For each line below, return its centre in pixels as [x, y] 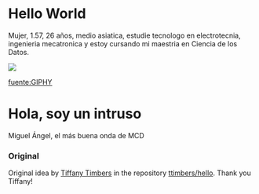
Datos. [19, 52]
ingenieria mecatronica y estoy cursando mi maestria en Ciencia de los [123, 43]
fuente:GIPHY [30, 82]
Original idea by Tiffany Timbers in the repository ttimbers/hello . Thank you [129, 173]
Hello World [47, 14]
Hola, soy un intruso [75, 114]
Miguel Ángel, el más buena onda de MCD [77, 135]
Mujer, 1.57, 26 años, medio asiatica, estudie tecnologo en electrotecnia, [124, 35]
